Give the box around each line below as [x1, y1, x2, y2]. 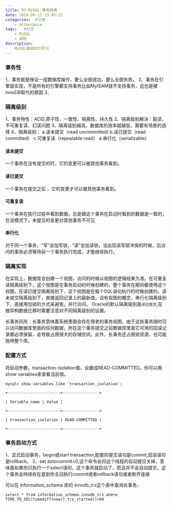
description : [5, 41, 33, 46]
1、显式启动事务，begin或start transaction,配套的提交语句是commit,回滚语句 [5, 451, 166, 458]
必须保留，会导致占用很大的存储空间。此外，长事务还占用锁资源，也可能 [14, 331, 167, 337]
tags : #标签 [5, 27, 34, 32]
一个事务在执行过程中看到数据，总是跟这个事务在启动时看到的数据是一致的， [5, 210, 167, 216]
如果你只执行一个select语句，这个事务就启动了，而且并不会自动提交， [14, 464, 162, 470]
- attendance [14, 22, 42, 27]
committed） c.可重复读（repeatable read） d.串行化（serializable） [5, 135, 149, 141]
